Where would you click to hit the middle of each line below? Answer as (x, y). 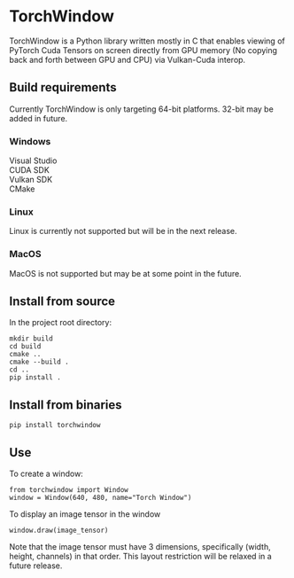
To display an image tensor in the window (85, 514)
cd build (25, 347)
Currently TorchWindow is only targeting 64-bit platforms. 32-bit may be (142, 109)
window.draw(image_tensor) (59, 531)
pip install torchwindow (55, 426)
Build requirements (63, 87)
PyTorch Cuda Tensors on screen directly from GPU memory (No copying (143, 50)
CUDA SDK (30, 170)
